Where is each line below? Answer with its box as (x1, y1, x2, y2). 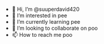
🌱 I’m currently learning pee (11, 18, 81, 25)
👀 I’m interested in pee (11, 12, 68, 19)
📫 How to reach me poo (11, 32, 73, 38)
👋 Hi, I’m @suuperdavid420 (11, 6, 79, 12)
